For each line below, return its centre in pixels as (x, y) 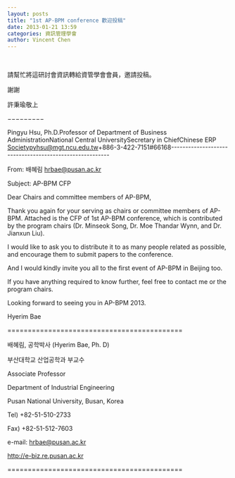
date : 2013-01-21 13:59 (42, 27)
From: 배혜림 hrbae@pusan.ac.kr (55, 169)
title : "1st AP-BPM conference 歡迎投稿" (67, 20)
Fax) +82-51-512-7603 (40, 429)
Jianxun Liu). (26, 233)
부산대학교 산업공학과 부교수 (46, 360)
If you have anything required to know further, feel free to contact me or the (117, 282)
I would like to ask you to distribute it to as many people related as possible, (117, 247)
